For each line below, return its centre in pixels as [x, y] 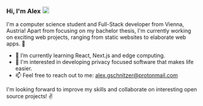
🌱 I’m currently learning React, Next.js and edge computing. [90, 55]
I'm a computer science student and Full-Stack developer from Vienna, [95, 24]
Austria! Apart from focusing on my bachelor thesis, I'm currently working [99, 31]
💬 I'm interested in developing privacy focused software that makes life [104, 62]
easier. [23, 69]
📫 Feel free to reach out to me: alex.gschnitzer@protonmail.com [96, 76]
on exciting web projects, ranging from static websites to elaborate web [96, 37]
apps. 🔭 [16, 44]
